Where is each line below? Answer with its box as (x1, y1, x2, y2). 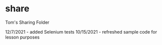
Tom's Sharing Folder (5, 19, 50, 25)
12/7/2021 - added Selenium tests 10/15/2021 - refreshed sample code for (5, 29, 157, 35)
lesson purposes (5, 34, 40, 40)
